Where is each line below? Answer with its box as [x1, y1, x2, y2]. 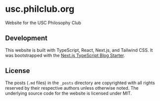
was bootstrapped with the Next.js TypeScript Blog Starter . [5, 52, 125, 58]
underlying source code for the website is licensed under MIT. [5, 90, 132, 96]
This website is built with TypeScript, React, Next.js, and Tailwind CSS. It [5, 47, 153, 53]
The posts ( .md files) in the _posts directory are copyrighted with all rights [5, 80, 155, 86]
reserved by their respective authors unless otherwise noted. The [5, 85, 139, 91]
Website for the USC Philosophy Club [5, 20, 82, 26]
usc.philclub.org [5, 3, 75, 15]
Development [5, 34, 48, 42]
